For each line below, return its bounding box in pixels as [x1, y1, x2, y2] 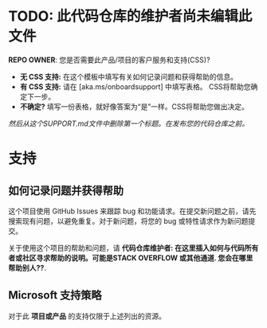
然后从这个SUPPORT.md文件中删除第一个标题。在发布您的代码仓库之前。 [8, 119, 249, 128]
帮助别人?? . [8, 263, 46, 272]
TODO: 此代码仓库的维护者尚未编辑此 [8, 7, 253, 25]
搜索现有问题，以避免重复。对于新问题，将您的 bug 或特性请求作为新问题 [8, 216, 249, 225]
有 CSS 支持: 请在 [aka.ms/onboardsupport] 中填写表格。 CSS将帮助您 [19, 81, 251, 92]
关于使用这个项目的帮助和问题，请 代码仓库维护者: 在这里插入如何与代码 [8, 243, 245, 252]
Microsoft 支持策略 [8, 288, 102, 303]
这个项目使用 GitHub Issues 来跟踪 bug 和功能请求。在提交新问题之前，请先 [8, 206, 257, 216]
